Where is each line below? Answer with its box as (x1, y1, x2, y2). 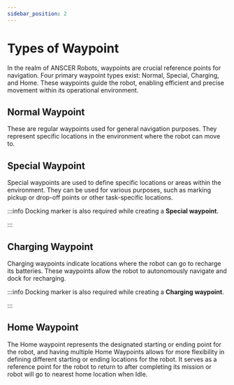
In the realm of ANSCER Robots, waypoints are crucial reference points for (7, 64, 221, 72)
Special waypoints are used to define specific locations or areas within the (7, 178, 221, 187)
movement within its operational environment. (7, 85, 139, 94)
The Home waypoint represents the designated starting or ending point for (7, 340, 222, 349)
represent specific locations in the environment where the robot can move (7, 132, 221, 141)
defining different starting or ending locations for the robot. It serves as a (7, 355, 217, 363)
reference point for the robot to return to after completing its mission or (7, 362, 212, 371)
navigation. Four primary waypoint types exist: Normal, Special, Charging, (7, 71, 219, 79)
